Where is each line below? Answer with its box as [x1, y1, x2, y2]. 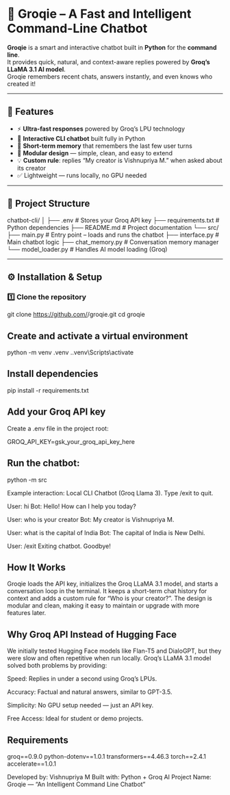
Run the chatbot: [7, 458, 80, 469]
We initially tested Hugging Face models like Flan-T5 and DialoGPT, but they [7, 647, 222, 655]
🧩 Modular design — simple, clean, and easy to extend [16, 148, 173, 157]
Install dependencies [7, 368, 99, 380]
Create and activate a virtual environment [7, 330, 188, 341]
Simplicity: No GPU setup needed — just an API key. [7, 701, 154, 709]
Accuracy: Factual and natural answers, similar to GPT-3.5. [7, 688, 172, 696]
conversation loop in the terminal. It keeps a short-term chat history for [7, 587, 207, 595]
